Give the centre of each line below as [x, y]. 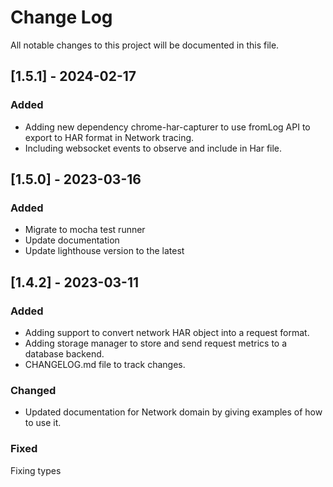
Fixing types [36, 470]
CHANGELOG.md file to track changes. [105, 364]
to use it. [43, 423]
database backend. [64, 354]
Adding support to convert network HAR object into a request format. [167, 332]
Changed [33, 390]
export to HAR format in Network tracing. [109, 137]
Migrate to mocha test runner [85, 230]
